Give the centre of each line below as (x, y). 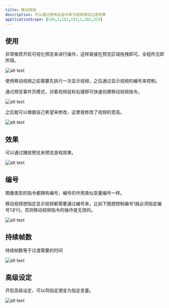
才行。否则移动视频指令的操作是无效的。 (53, 210)
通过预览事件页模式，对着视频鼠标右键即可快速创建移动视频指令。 (74, 92)
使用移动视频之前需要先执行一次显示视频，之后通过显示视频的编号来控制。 (82, 81)
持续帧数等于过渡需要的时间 (34, 250)
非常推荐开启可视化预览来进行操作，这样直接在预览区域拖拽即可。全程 (78, 54)
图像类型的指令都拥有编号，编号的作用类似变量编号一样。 (65, 193)
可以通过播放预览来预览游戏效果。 (41, 152)
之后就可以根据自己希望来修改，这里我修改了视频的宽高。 (65, 112)
